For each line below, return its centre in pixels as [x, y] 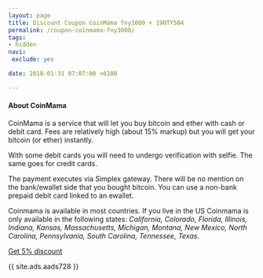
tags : [17, 37]
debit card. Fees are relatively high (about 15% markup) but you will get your [131, 132]
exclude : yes [33, 60]
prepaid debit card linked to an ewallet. [71, 195]
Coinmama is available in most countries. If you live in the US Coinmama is [128, 210]
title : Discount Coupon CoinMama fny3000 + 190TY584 [96, 23]
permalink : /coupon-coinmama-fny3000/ [71, 30]
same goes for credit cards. [53, 163]
